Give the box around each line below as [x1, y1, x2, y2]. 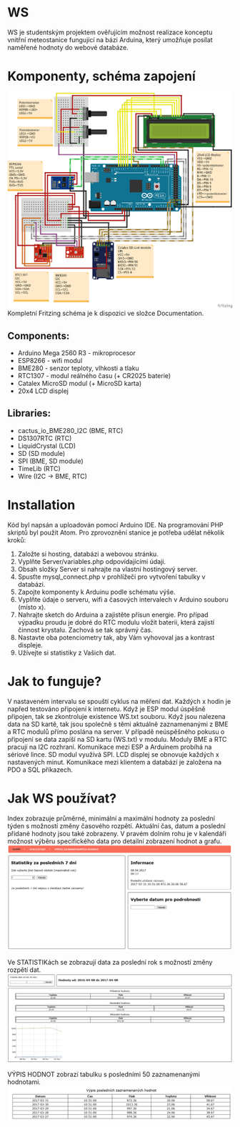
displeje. [17, 640, 43, 649]
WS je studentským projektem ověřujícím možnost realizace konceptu [7, 28, 213, 36]
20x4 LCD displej [17, 387, 69, 395]
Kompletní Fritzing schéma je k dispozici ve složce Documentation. [7, 309, 204, 318]
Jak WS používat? [7, 790, 116, 806]
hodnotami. [7, 1078, 41, 1086]
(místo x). [17, 602, 46, 611]
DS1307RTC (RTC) [17, 434, 72, 442]
